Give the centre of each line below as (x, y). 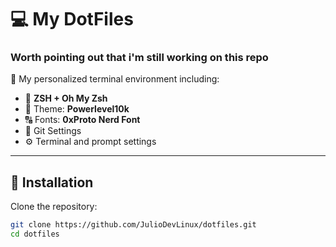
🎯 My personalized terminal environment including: (115, 79)
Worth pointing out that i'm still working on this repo (139, 58)
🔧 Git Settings (53, 131)
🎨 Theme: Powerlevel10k (77, 109)
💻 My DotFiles (72, 19)
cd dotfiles (35, 234)
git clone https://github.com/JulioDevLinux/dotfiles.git (133, 225)
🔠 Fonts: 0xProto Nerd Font (82, 120)
